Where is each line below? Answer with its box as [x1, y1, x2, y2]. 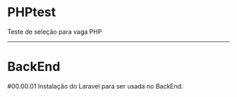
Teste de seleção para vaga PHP [7, 27, 102, 36]
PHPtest [7, 4, 56, 20]
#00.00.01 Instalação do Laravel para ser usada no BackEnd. [7, 82, 183, 90]
